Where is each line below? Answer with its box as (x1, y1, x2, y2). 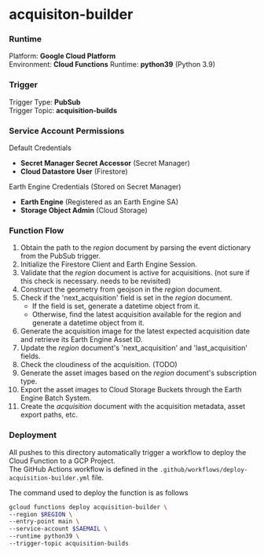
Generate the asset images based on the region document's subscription (20, 368, 257, 378)
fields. (20, 351, 41, 361)
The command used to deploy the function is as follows (9, 487, 189, 497)
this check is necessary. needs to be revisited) (20, 277, 171, 286)
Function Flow (9, 226, 64, 236)
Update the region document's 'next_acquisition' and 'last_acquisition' (20, 344, 248, 353)
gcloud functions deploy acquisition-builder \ (9, 503, 168, 511)
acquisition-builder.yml (9, 474, 90, 482)
